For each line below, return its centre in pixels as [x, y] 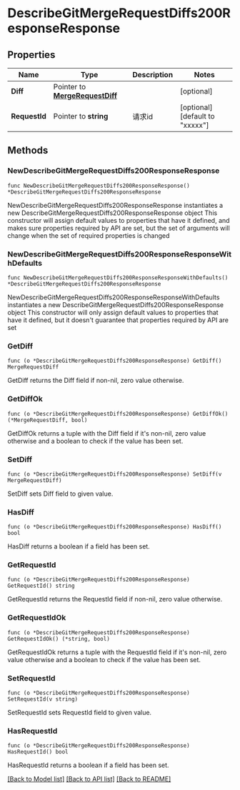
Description [152, 75]
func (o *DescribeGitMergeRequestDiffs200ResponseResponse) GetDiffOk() [118, 414]
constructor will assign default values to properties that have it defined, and [119, 220]
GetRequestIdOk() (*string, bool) [59, 639]
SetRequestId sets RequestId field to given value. [80, 713]
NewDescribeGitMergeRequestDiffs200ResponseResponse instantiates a [115, 205]
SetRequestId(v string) [43, 699]
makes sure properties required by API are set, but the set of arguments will [119, 228]
